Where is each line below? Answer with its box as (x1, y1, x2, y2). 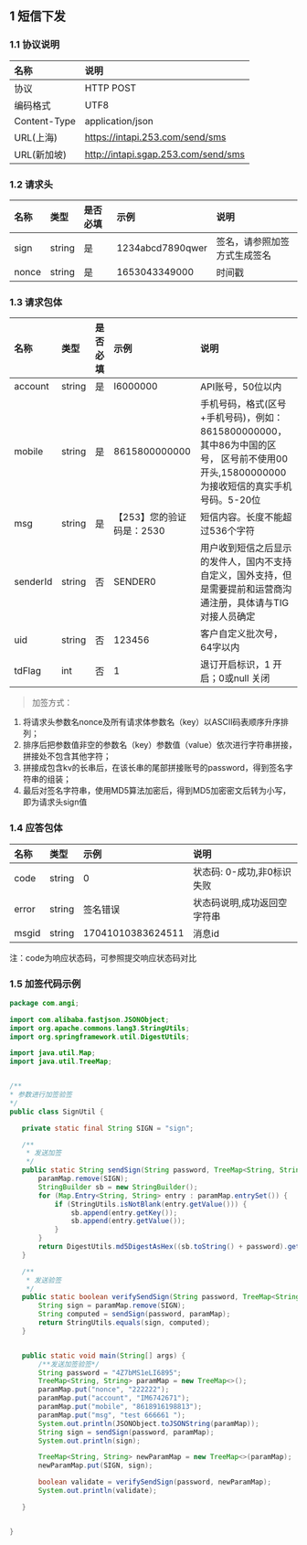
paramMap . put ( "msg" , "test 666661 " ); (37, 1411, 185, 1420)
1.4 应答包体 (9, 822, 63, 835)
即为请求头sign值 (22, 796, 88, 807)
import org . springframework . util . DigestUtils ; (9, 1032, 190, 1041)
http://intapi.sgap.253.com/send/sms (84, 147, 245, 160)
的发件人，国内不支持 (200, 556, 292, 569)
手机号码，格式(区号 (200, 398, 287, 410)
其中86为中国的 (200, 439, 268, 452)
